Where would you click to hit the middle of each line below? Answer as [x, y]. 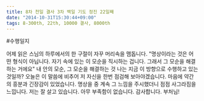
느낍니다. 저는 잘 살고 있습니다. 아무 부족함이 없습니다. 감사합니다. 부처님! [93, 92]
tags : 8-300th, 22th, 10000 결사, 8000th [58, 23]
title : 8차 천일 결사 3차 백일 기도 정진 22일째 [60, 12]
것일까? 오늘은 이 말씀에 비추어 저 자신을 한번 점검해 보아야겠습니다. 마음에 [94, 77]
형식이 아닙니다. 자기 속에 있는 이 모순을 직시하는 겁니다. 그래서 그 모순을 [98, 62]
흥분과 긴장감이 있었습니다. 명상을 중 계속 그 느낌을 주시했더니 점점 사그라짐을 [104, 84]
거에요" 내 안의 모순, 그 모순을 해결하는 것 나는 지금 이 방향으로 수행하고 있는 [108, 69]
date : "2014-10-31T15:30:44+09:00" [51, 18]
